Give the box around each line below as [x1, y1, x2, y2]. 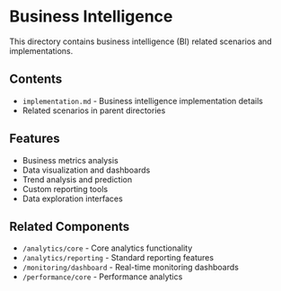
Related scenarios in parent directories [22, 105, 166, 116]
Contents [9, 72, 63, 87]
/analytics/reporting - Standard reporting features [22, 252, 214, 263]
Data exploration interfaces [22, 193, 123, 204]
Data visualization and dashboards [22, 164, 151, 175]
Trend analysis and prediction [22, 173, 133, 185]
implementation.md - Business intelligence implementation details [22, 95, 263, 106]
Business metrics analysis [22, 154, 119, 165]
